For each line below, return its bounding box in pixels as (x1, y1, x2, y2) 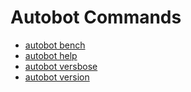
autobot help (24, 49, 78, 61)
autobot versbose (24, 60, 98, 72)
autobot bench (24, 39, 86, 51)
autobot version (24, 71, 90, 83)
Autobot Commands (10, 6, 182, 29)
